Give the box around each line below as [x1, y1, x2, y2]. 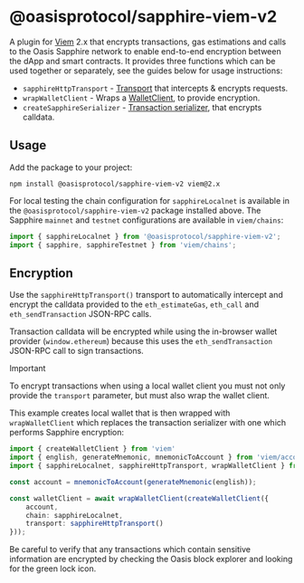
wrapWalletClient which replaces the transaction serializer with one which [9, 417, 287, 428]
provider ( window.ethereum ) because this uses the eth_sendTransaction [9, 336, 273, 347]
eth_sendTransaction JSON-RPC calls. [9, 309, 152, 320]
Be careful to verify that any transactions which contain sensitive [9, 544, 252, 555]
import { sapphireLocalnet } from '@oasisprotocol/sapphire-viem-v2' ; [9, 232, 281, 241]
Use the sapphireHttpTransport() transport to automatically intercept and [9, 290, 283, 301]
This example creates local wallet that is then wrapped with [9, 407, 231, 418]
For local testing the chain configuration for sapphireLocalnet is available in [9, 195, 290, 205]
